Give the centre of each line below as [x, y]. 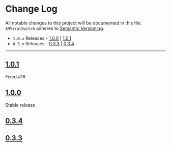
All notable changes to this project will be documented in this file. [74, 23]
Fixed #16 [15, 76]
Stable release [20, 105]
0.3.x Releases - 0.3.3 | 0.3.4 [44, 43]
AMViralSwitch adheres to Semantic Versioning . [55, 28]
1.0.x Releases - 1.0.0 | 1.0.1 [42, 38]
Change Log [31, 9]
